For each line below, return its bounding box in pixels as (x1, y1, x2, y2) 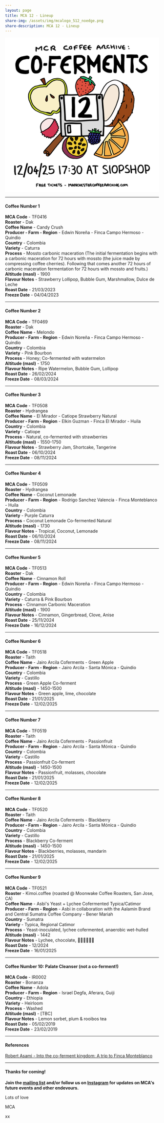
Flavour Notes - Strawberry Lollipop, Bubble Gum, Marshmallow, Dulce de (5, 277, 155, 282)
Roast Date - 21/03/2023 (5, 287, 56, 293)
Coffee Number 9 (5, 874, 41, 880)
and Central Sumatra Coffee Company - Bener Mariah (5, 911, 113, 917)
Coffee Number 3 (5, 392, 41, 398)
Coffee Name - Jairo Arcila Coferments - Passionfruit (5, 738, 113, 744)
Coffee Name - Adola (5, 984, 49, 991)
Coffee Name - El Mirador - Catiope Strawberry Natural (5, 413, 117, 419)
